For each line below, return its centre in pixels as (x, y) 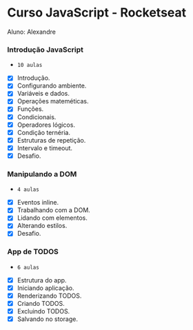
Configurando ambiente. (52, 86)
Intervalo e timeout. (45, 148)
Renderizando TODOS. (49, 296)
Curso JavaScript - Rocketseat (97, 13)
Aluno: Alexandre (32, 32)
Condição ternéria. (44, 132)
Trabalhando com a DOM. (54, 210)
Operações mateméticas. (53, 101)
